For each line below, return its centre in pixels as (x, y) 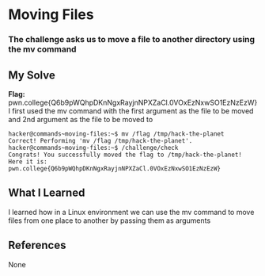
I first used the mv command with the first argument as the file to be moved (131, 111)
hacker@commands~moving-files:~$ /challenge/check (93, 148)
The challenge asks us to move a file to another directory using (132, 40)
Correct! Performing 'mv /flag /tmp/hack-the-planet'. (100, 140)
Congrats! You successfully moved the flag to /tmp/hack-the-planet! (125, 155)
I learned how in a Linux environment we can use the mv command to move (131, 212)
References (37, 245)
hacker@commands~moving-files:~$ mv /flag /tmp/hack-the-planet (116, 134)
